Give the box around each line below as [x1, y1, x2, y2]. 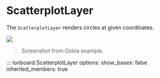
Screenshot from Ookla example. [21, 47, 104, 54]
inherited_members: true [6, 65, 68, 73]
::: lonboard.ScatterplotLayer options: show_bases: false [6, 58, 148, 66]
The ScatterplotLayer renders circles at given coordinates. [6, 24, 155, 31]
